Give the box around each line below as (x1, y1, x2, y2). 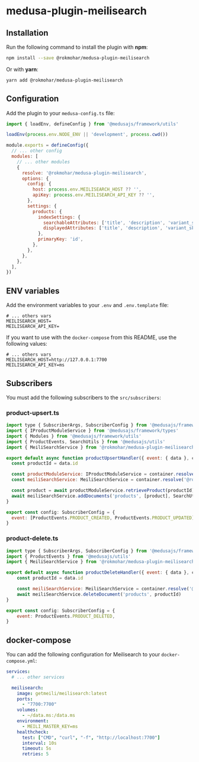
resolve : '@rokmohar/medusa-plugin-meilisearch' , (21, 170, 147, 176)
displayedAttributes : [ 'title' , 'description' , (43, 225, 163, 231)
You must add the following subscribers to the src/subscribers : (6, 394, 162, 401)
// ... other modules (17, 159, 70, 165)
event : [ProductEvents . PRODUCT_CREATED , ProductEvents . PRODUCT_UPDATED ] (11, 515, 195, 521)
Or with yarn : (6, 65, 38, 72)
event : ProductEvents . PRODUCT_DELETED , (17, 613, 115, 619)
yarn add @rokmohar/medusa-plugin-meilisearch (6, 77, 123, 83)
